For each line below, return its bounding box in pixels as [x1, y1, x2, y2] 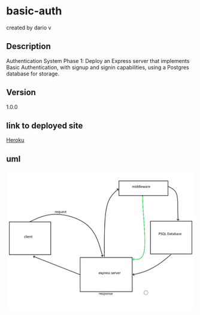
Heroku [6, 137, 25, 144]
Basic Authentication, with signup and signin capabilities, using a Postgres [6, 63, 190, 71]
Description [6, 41, 51, 52]
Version [6, 87, 36, 98]
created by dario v [6, 24, 51, 31]
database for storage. [6, 70, 60, 77]
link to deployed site [6, 120, 83, 131]
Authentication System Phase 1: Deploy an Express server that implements [6, 57, 190, 64]
